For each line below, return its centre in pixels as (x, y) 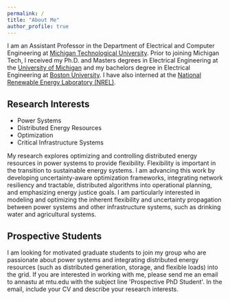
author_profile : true (38, 26)
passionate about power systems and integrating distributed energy (103, 260)
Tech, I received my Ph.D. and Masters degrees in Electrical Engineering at (113, 61)
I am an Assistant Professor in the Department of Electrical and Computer (111, 46)
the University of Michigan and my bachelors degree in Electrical (99, 68)
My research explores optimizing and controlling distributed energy (102, 156)
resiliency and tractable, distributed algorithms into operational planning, (110, 185)
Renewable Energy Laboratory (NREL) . (61, 83)
